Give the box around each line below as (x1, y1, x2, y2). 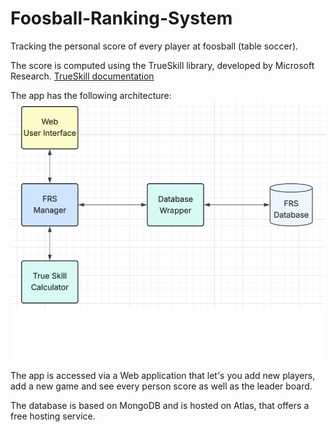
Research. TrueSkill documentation (10, 70, 155, 82)
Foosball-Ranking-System (10, 7, 233, 30)
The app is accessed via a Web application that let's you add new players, (10, 370, 316, 382)
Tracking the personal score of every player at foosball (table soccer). (10, 40, 299, 52)
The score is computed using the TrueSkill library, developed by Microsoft (10, 59, 315, 71)
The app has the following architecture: (10, 89, 172, 101)
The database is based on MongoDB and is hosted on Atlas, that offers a (10, 400, 310, 412)
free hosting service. (10, 410, 96, 422)
